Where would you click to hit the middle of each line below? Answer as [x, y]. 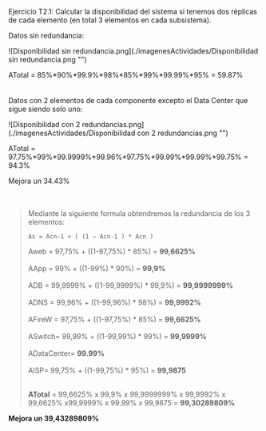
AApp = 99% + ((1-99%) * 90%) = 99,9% [97, 268]
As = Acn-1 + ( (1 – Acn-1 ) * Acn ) [91, 237]
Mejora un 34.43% [39, 181]
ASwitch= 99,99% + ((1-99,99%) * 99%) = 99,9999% [117, 336]
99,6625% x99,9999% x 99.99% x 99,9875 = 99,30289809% [131, 403]
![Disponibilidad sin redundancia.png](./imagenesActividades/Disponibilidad [133, 51]
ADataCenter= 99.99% [66, 353]
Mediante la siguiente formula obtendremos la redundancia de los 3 [139, 214]
